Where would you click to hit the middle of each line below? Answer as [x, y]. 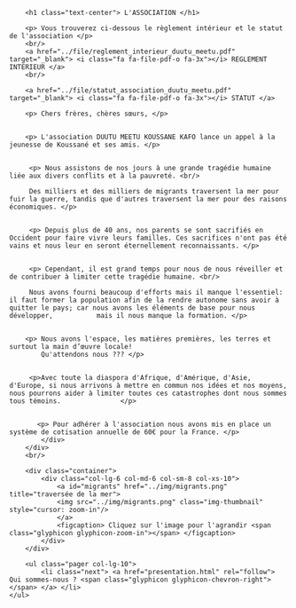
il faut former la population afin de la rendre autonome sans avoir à [144, 300]
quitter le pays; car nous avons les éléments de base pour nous [132, 308]
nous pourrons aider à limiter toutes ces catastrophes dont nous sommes [148, 393]
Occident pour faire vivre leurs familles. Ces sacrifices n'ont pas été [148, 238]
